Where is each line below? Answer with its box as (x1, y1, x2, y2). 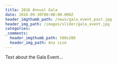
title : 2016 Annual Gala (5, 7, 58, 13)
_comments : (5, 31, 28, 36)
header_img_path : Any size (10, 40, 67, 45)
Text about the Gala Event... (5, 54, 63, 60)
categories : (5, 26, 30, 31)
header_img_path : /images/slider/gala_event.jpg (5, 21, 110, 27)
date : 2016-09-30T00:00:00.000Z (5, 12, 73, 17)
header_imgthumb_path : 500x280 (10, 36, 76, 41)
